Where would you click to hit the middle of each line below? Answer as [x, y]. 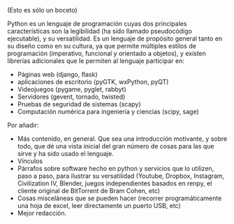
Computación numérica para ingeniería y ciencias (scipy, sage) [108, 112]
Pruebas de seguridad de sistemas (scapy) [79, 104]
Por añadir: [23, 125]
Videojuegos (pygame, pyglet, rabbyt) [72, 89]
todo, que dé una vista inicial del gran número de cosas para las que [116, 146]
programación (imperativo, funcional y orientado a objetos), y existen [107, 53]
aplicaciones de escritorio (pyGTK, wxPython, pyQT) [93, 82]
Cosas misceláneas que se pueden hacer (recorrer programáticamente [119, 198]
